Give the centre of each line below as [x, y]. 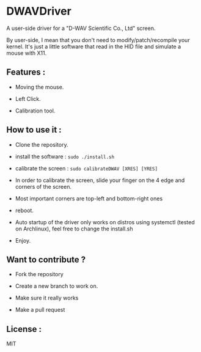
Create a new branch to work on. [57, 286]
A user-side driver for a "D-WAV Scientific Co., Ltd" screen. [81, 28]
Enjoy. [23, 240]
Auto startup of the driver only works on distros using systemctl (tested [105, 222]
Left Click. [28, 98]
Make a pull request [40, 310]
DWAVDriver [39, 11]
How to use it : [34, 130]
